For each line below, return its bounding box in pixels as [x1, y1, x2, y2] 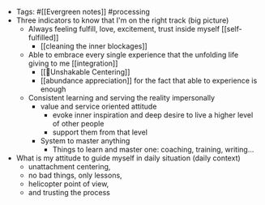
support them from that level [52, 127, 148, 137]
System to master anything [40, 136, 130, 145]
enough [40, 84, 66, 94]
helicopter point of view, [28, 179, 109, 189]
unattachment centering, [28, 162, 111, 171]
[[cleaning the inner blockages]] [40, 41, 147, 51]
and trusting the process [28, 188, 111, 197]
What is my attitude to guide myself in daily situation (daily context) [15, 153, 241, 163]
